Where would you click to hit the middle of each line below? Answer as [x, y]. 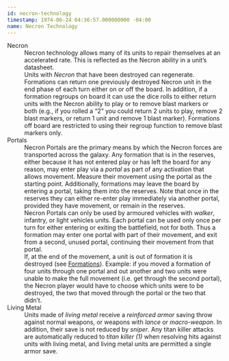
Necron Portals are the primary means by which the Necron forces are [123, 147]
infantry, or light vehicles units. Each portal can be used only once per [123, 221]
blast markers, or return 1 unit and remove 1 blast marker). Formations [122, 119]
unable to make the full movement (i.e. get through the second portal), [123, 279]
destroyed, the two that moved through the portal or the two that [115, 293]
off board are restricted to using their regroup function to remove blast [123, 126]
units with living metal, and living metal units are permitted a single [118, 344]
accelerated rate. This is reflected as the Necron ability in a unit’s [116, 60]
